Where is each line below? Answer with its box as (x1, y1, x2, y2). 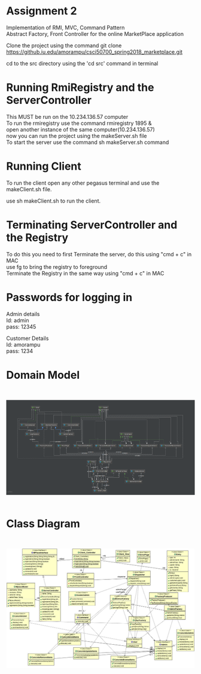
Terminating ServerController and (6, 218, 178, 231)
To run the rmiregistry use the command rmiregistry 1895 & (6, 120, 152, 127)
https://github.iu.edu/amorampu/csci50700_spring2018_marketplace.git (6, 48, 183, 55)
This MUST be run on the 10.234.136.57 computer (6, 113, 129, 120)
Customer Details (6, 335, 49, 342)
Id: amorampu (6, 341, 41, 348)
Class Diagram (6, 517, 81, 530)
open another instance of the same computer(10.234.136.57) (6, 125, 156, 133)
